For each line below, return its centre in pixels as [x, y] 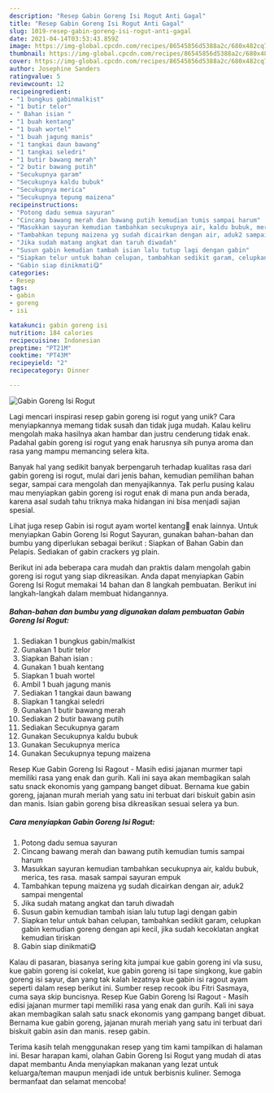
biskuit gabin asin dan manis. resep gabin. [80, 1031]
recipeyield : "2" [39, 363]
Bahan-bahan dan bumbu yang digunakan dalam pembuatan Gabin [127, 612]
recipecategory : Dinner [50, 371]
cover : [20, 62]
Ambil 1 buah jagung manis [66, 684]
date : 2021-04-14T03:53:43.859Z [64, 39]
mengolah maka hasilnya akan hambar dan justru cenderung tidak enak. [130, 434]
